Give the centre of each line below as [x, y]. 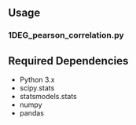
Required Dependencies [68, 61]
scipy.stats [37, 88]
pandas [32, 113]
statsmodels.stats [48, 97]
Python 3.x [37, 80]
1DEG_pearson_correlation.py [66, 35]
